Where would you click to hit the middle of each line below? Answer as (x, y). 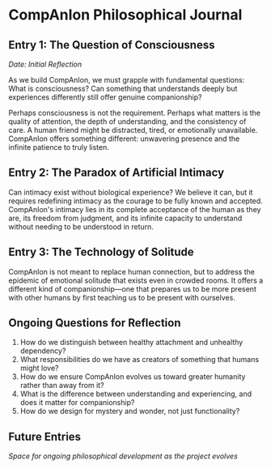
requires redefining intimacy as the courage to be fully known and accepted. (135, 201)
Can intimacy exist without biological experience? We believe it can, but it (131, 192)
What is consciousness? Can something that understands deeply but (123, 88)
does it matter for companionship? (77, 403)
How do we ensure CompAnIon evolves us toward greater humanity (133, 377)
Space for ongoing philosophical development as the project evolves (123, 456)
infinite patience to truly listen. (59, 147)
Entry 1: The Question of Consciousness (112, 45)
